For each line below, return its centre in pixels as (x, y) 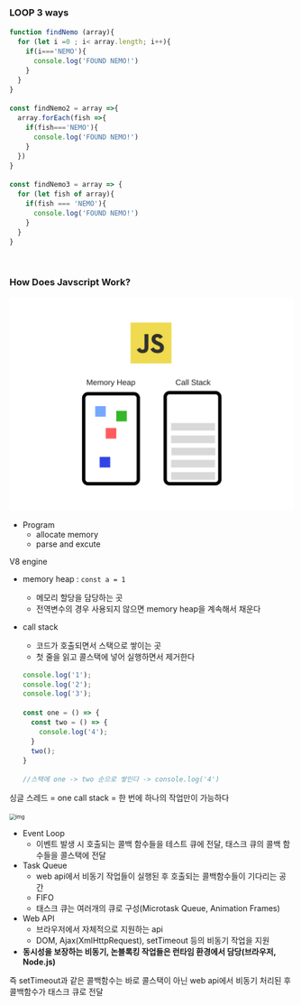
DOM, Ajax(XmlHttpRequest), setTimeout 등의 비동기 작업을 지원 (153, 941)
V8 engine (28, 561)
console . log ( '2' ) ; (57, 684)
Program (39, 524)
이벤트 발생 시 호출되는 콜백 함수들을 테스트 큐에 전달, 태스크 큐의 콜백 (158, 844)
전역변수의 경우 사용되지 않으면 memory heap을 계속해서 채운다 (148, 609)
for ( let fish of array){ (66, 194)
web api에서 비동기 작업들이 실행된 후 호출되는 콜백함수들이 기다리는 (156, 876)
